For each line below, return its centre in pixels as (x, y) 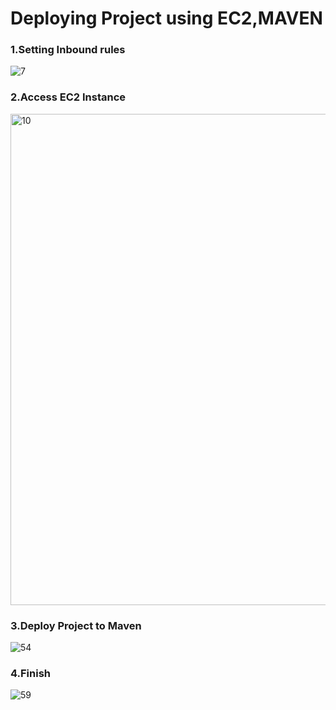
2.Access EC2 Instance (68, 97)
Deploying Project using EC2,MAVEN (166, 18)
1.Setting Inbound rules (68, 50)
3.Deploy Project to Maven (76, 625)
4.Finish (30, 673)
